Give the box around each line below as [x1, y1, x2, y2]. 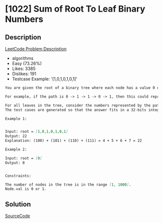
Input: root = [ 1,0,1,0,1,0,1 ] [5, 129, 68, 134]
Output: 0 [5, 160, 25, 165]
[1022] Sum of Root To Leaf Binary [5, 3, 146, 15]
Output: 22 [5, 134, 27, 139]
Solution [5, 200, 31, 208]
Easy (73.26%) [12, 61, 42, 66]
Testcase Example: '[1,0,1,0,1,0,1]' [12, 76, 78, 82]
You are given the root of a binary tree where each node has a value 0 [5, 86, 155, 90]
